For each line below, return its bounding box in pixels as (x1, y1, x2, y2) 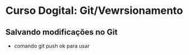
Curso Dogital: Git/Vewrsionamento (5, 4, 183, 17)
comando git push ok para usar (14, 42, 90, 49)
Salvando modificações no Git (5, 27, 118, 37)
